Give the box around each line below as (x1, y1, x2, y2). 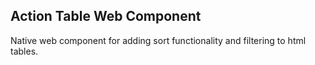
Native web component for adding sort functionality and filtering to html (10, 34, 307, 46)
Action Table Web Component (10, 8, 202, 25)
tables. (10, 45, 39, 57)
